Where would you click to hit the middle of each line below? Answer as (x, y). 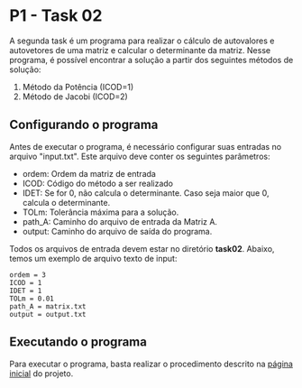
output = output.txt (48, 314)
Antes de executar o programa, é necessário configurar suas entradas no (146, 146)
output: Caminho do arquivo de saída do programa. (117, 231)
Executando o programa (78, 342)
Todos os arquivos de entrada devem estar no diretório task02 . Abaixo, (142, 248)
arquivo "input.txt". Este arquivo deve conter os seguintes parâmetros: (140, 156)
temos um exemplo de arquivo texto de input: (93, 258)
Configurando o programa (84, 125)
